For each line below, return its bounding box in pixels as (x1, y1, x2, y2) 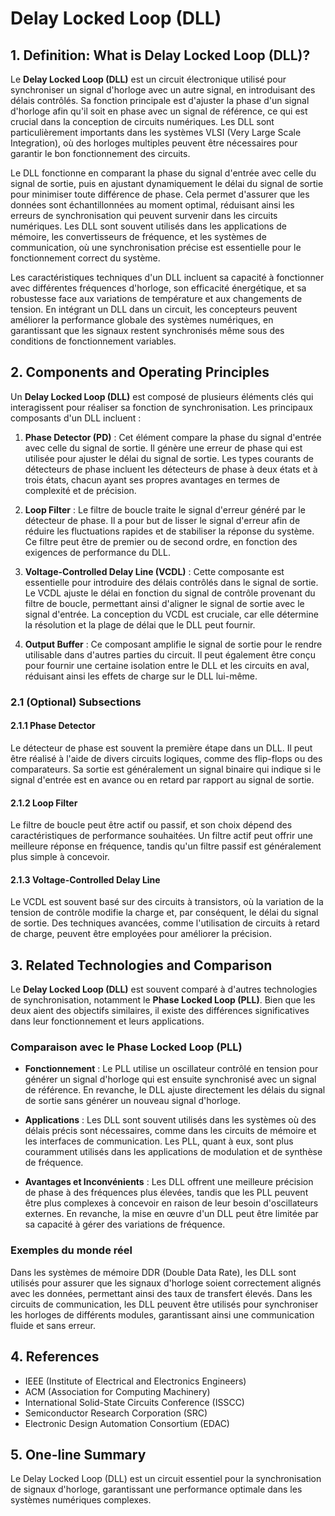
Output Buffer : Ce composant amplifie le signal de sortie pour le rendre (24, 638, 323, 650)
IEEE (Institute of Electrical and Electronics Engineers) (24, 1375, 247, 1387)
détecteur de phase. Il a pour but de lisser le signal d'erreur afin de (24, 514, 301, 526)
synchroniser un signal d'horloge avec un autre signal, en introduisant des (10, 84, 316, 96)
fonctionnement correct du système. (10, 252, 161, 264)
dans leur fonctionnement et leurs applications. (10, 1015, 205, 1027)
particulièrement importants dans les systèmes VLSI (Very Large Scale (10, 127, 302, 138)
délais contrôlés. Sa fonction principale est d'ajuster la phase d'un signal (10, 95, 310, 106)
